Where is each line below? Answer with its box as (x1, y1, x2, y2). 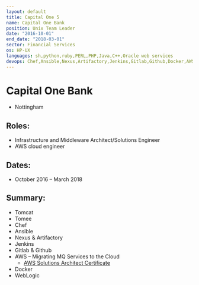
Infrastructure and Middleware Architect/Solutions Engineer (14, 137, 161, 144)
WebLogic (14, 271, 40, 279)
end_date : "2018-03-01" (6, 36, 65, 42)
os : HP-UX (6, 47, 31, 53)
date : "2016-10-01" (6, 31, 54, 37)
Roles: (6, 121, 30, 131)
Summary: (6, 193, 46, 203)
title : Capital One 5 (6, 14, 60, 20)
